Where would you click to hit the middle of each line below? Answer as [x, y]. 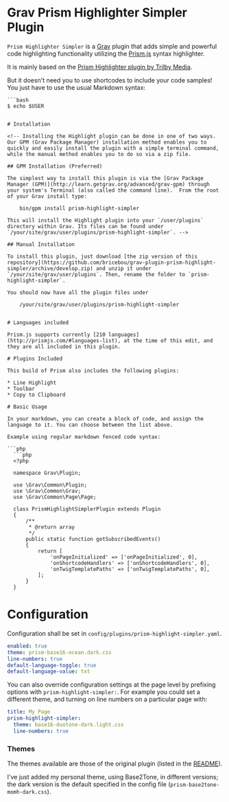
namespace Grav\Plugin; [47, 473]
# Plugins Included [35, 359]
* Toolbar [21, 389]
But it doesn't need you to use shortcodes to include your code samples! [110, 80]
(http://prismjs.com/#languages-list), [64, 341]
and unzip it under [124, 268]
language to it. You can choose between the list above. [90, 425]
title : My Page [29, 712]
